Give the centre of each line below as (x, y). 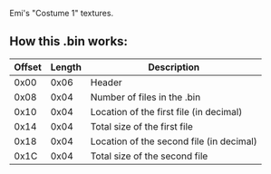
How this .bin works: (69, 41)
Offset (28, 67)
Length (66, 67)
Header (106, 82)
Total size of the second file (149, 156)
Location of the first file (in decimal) (166, 111)
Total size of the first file (141, 126)
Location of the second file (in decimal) (174, 141)
